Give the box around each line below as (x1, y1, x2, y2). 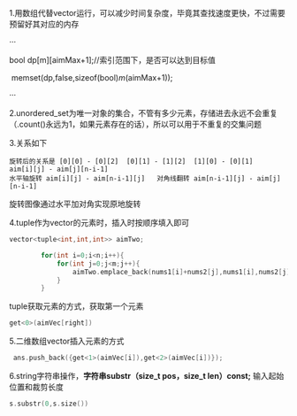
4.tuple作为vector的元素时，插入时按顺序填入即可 (9, 218, 190, 227)
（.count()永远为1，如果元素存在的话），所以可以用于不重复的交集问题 (9, 119, 263, 129)
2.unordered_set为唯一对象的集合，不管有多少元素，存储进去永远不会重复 (9, 108, 278, 118)
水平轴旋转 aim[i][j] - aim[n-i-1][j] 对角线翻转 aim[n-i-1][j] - (9, 174, 254, 183)
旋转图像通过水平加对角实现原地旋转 (9, 198, 141, 209)
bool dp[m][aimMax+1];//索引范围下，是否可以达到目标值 (9, 55, 217, 65)
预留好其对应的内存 (9, 19, 80, 29)
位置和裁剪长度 (9, 381, 64, 392)
